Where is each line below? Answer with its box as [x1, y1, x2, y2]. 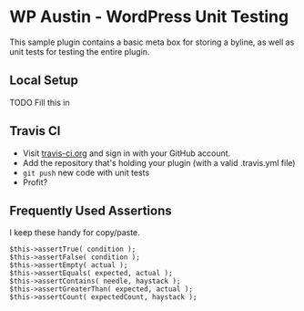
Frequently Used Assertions [9, 202, 173, 218]
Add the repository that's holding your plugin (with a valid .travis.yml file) [22, 157, 296, 168]
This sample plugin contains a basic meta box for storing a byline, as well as [9, 36, 295, 47]
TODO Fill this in [9, 97, 70, 108]
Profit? [22, 176, 48, 188]
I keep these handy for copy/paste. [9, 227, 141, 238]
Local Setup [9, 73, 79, 88]
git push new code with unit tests [22, 167, 150, 178]
